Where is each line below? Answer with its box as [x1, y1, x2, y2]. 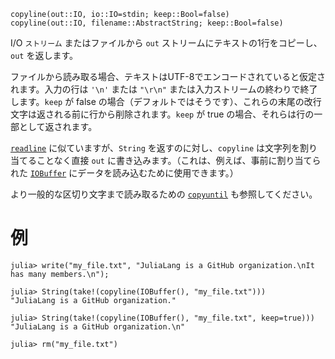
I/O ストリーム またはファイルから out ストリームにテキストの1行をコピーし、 [10, 37, 323, 49]
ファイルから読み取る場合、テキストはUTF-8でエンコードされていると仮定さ [10, 71, 326, 82]
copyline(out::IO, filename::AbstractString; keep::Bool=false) [10, 18, 284, 28]
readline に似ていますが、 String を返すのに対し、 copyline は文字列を [10, 142, 301, 154]
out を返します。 [10, 50, 79, 61]
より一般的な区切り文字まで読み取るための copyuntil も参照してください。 [10, 188, 318, 200]
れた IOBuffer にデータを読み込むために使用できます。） [10, 167, 239, 179]
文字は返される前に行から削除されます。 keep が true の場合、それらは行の [10, 108, 315, 120]
